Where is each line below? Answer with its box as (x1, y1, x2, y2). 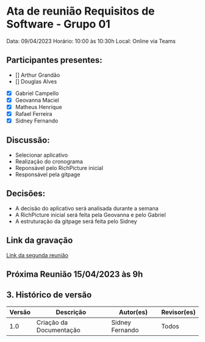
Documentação (36, 326, 81, 334)
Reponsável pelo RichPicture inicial (15, 164, 104, 171)
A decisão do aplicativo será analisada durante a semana (15, 204, 159, 212)
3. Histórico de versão (6, 290, 92, 300)
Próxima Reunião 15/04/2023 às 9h (6, 269, 143, 279)
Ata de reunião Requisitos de (6, 4, 155, 18)
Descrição (56, 308, 87, 316)
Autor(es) (118, 308, 148, 316)
